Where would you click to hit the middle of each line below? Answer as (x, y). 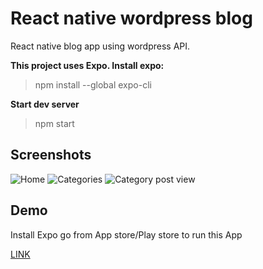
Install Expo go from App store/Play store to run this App (126, 234)
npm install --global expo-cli (93, 84)
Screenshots (51, 155)
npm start (54, 123)
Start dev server (45, 104)
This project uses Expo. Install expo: (87, 65)
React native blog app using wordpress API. (100, 46)
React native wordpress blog (131, 18)
